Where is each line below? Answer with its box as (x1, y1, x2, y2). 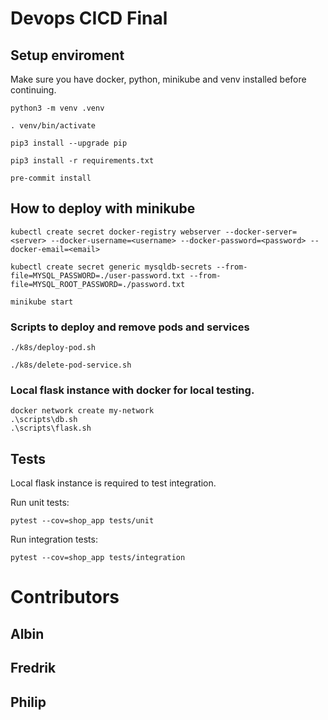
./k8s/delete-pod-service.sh (10, 360, 132, 371)
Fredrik (10, 660, 57, 677)
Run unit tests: (10, 497, 70, 509)
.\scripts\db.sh (10, 415, 78, 425)
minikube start (10, 297, 74, 307)
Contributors (10, 586, 120, 609)
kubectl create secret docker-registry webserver (10, 227, 222, 237)
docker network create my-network (10, 406, 155, 416)
